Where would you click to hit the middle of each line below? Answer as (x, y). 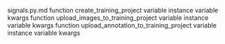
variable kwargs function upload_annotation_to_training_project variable (112, 25)
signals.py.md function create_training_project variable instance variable (113, 10)
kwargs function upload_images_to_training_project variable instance (108, 18)
